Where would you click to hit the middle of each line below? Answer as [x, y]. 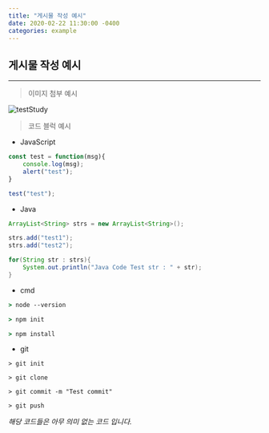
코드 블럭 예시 [49, 126]
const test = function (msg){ [57, 157]
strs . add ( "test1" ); [41, 238]
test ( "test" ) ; [32, 193]
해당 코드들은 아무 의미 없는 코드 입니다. [70, 422]
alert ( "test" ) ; [48, 172]
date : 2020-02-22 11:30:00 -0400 [64, 23]
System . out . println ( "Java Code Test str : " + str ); [112, 268]
